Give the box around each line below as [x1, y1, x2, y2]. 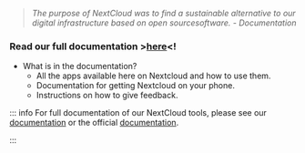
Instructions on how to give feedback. [36, 90, 178, 101]
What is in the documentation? [22, 61, 137, 72]
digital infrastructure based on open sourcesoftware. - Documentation [31, 17, 298, 28]
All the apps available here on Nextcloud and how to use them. [36, 70, 271, 81]
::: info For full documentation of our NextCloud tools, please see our [9, 107, 267, 118]
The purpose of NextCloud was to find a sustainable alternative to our [31, 8, 296, 18]
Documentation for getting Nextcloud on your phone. [36, 80, 235, 91]
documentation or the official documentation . [9, 117, 179, 128]
